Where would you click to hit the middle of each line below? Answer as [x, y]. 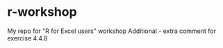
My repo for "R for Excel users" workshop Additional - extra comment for [112, 31]
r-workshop [42, 12]
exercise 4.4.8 [27, 38]
